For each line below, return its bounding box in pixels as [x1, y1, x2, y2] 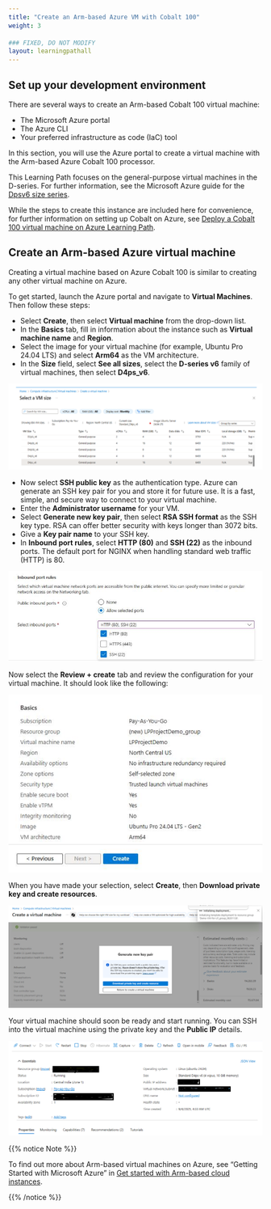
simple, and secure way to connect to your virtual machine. [19, 495, 218, 505]
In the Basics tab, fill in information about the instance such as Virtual [19, 324, 253, 334]
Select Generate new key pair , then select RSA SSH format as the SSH [19, 512, 257, 522]
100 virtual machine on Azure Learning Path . [8, 222, 156, 232]
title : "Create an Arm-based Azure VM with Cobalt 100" [8, 13, 200, 21]
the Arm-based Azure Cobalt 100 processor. [8, 156, 156, 166]
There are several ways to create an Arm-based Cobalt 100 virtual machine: [8, 99, 261, 109]
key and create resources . [8, 890, 98, 899]
